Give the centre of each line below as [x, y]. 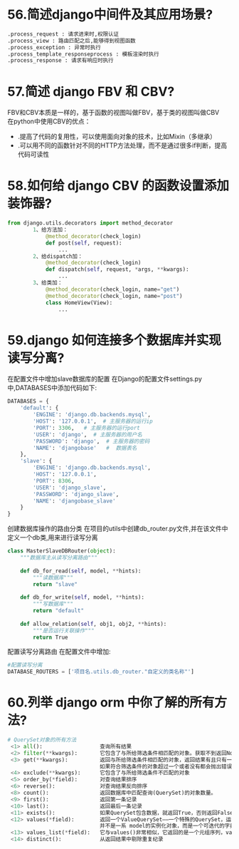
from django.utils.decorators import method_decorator [90, 223]
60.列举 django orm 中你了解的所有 [111, 703]
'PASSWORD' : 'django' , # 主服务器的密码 [91, 441]
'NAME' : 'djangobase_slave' [74, 501]
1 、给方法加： [51, 230]
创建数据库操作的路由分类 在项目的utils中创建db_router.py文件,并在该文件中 [118, 529]
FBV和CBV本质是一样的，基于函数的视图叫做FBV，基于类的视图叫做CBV [113, 113]
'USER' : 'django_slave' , [70, 488]
